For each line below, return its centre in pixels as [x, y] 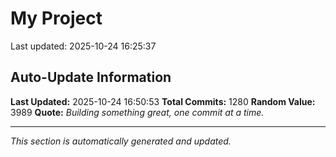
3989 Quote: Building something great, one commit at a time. [137, 112]
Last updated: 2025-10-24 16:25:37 [83, 46]
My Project [56, 18]
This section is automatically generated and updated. [121, 141]
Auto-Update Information [91, 77]
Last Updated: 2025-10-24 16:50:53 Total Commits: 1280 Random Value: [163, 101]
